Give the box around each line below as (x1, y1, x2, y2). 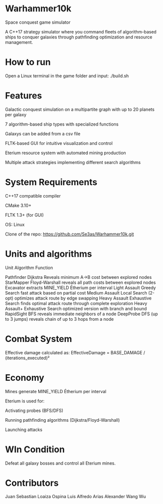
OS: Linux (5, 221, 25, 227)
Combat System (5, 333, 72, 344)
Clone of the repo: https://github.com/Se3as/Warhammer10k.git (5, 231, 134, 237)
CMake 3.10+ (5, 202, 32, 208)
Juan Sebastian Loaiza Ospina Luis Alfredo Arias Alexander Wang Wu (5, 494, 146, 500)
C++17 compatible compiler (5, 193, 61, 199)
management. (5, 39, 33, 45)
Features (5, 90, 42, 101)
